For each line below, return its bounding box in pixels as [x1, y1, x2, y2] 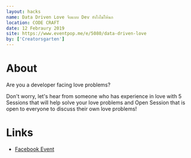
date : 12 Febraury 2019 [6, 25, 65, 31]
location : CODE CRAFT [6, 20, 60, 25]
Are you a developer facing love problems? [6, 81, 111, 88]
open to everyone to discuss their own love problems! [6, 105, 137, 112]
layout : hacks [6, 8, 41, 15]
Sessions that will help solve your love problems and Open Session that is [6, 99, 186, 106]
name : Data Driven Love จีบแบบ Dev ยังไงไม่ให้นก [6, 14, 114, 20]
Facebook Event [14, 146, 54, 153]
